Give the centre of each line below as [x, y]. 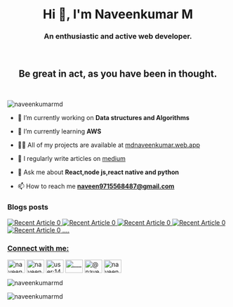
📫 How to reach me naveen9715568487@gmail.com [96, 186]
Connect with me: [38, 248]
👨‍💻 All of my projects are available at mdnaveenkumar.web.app [109, 145]
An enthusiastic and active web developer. [118, 37]
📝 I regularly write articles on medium [72, 159]
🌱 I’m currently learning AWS [59, 131]
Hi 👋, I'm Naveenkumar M [118, 14]
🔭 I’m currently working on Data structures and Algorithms [103, 118]
